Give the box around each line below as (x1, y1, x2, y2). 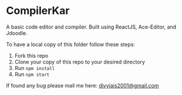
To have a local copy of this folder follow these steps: (6, 41, 135, 48)
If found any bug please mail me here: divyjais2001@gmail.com (6, 82, 159, 89)
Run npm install (14, 64, 55, 71)
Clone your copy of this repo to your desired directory (14, 58, 146, 65)
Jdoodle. (6, 29, 28, 36)
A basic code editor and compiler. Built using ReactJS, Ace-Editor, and (6, 23, 177, 30)
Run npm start (14, 71, 50, 78)
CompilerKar (6, 4, 70, 17)
